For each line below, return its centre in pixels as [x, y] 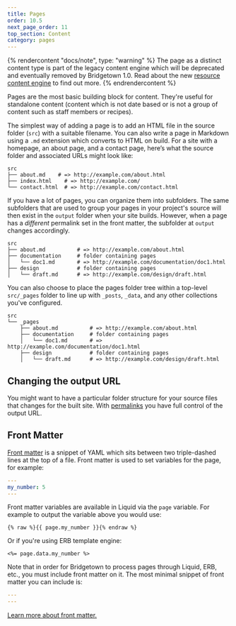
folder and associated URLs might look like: [70, 156]
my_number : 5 [26, 487]
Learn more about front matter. [52, 615]
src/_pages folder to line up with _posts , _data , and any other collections [112, 296]
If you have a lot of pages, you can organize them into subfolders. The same [118, 201]
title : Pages [26, 14]
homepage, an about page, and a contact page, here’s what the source [111, 148]
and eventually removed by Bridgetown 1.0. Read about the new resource [114, 76]
